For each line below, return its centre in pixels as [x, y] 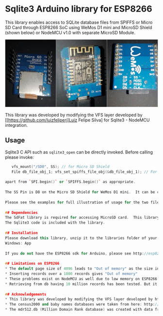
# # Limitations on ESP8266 [32, 264]
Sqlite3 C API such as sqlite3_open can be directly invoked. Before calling [79, 152]
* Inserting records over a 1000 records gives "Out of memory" [71, 274]
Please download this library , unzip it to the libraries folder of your [81, 238]
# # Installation [21, 233]
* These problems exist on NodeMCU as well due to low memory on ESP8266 [81, 279]
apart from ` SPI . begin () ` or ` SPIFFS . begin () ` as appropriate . [70, 182]
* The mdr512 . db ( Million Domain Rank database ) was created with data [79, 310]
